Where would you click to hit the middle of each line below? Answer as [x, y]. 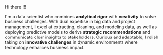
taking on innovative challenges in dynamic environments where [71, 42]
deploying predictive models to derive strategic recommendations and [78, 32]
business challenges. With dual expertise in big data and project [70, 22]
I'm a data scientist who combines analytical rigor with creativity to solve [81, 16]
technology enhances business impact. [45, 47]
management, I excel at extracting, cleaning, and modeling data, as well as [81, 27]
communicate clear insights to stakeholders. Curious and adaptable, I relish [82, 37]
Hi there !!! [16, 7]
